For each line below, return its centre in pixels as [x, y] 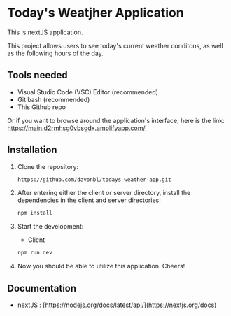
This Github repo [42, 107]
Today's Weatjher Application [96, 13]
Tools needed [37, 75]
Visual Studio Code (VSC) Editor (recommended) [88, 92]
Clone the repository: [48, 166]
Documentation [42, 288]
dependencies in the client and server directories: [89, 200]
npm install [35, 213]
